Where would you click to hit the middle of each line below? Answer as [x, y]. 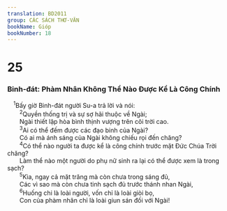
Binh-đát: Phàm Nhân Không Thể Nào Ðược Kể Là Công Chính [114, 89]
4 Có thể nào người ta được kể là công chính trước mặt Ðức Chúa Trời [118, 146]
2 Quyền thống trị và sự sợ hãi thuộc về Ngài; [83, 114]
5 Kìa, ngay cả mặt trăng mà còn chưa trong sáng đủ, [95, 176]
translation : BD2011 [37, 14]
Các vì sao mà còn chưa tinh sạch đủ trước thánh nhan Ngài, [107, 185]
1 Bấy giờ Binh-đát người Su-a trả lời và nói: [74, 105]
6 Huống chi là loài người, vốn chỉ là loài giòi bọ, [87, 192]
